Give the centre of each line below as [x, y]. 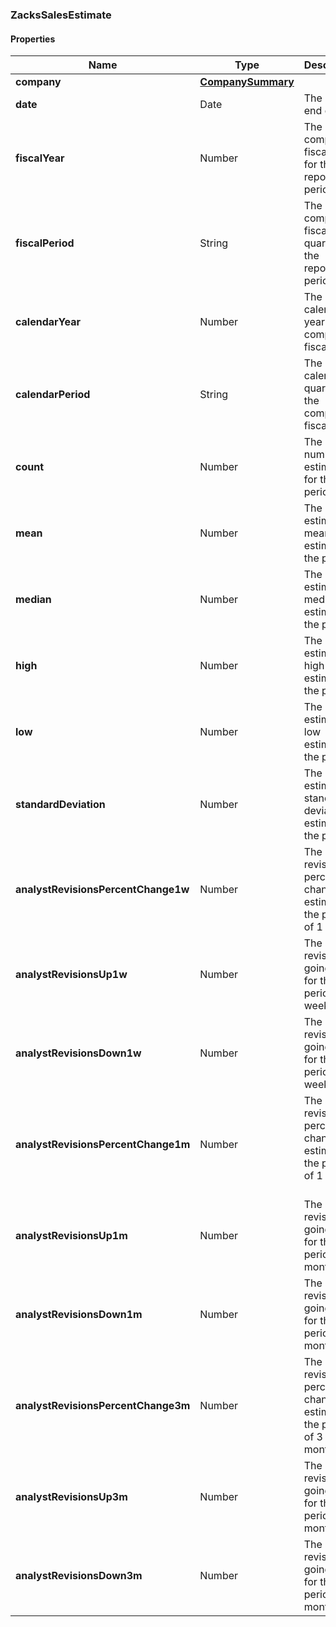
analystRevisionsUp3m [71, 1497]
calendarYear [48, 322]
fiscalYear [40, 158]
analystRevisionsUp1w [71, 975]
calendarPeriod [53, 395]
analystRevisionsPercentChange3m [103, 1406]
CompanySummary [247, 82]
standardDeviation [60, 805]
